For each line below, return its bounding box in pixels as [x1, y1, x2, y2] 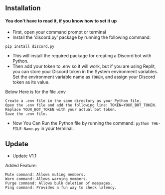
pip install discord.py [5, 44, 55, 49]
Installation [5, 4, 41, 12]
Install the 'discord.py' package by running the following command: [12, 34, 151, 40]
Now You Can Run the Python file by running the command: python [12, 120, 150, 126]
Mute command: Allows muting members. [5, 172, 86, 177]
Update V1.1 [12, 153, 36, 159]
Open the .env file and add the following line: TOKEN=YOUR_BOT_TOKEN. [5, 102, 157, 107]
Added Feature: [5, 163, 37, 169]
